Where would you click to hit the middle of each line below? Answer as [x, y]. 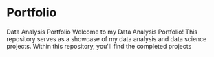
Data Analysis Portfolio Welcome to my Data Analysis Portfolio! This [102, 32]
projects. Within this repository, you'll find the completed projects [99, 46]
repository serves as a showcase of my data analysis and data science [107, 38]
